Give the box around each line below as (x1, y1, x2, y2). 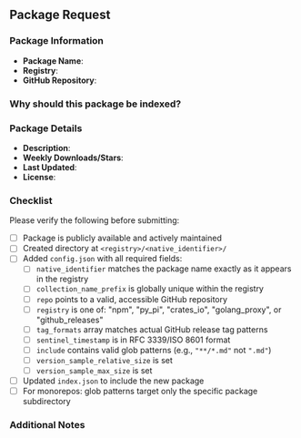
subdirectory (22, 396, 71, 407)
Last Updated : (22, 161, 77, 172)
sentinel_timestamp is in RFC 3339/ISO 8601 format (35, 334, 231, 345)
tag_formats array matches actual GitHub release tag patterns (35, 323, 268, 335)
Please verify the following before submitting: (9, 215, 180, 226)
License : (22, 171, 56, 182)
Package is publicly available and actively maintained (22, 232, 223, 244)
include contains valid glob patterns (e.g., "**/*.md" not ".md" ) (35, 344, 272, 355)
